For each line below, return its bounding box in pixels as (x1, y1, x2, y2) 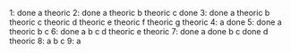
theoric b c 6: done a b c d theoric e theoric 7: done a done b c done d (9, 26, 269, 36)
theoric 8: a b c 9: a (9, 35, 81, 46)
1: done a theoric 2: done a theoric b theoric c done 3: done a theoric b (9, 8, 270, 18)
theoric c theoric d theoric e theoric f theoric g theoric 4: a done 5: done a (9, 17, 282, 27)
